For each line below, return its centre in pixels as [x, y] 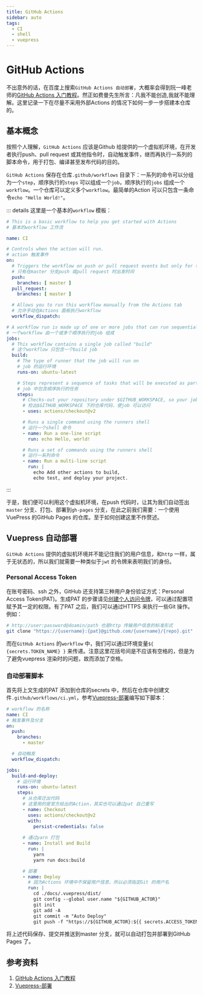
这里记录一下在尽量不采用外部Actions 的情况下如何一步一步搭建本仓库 [104, 102]
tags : [13, 23]
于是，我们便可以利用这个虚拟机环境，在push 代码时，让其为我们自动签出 [98, 502]
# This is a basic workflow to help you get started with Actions [92, 221]
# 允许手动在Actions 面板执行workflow [56, 311]
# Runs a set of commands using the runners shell [87, 450]
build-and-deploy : [35, 776]
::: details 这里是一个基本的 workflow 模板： [59, 210]
